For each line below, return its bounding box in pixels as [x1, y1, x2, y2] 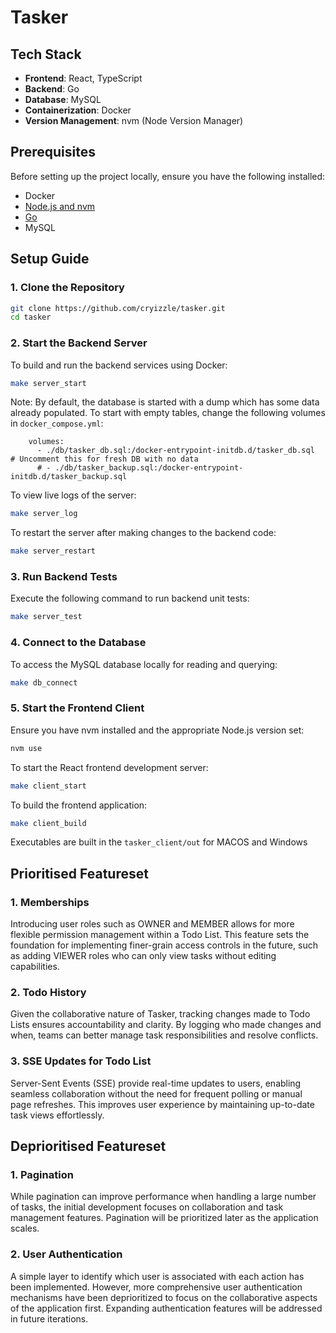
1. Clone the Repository [10, 281, 125, 295]
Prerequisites [10, 144, 96, 161]
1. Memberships [10, 895, 90, 909]
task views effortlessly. [10, 1109, 105, 1121]
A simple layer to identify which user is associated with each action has [10, 1270, 305, 1282]
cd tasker [10, 312, 52, 323]
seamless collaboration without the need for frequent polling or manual [10, 1087, 303, 1100]
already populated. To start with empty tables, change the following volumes [10, 407, 326, 419]
